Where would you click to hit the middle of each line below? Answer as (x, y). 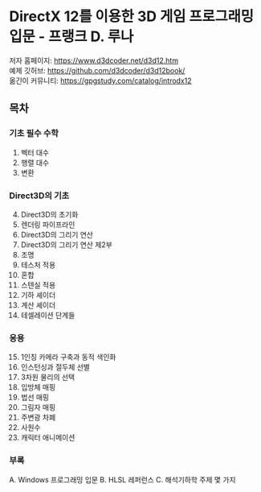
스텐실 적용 (38, 285)
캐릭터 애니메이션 (48, 438)
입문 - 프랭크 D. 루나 (71, 37)
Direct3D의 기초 (39, 196)
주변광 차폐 (38, 418)
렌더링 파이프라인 (48, 224)
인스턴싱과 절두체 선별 (55, 367)
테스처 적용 (38, 265)
